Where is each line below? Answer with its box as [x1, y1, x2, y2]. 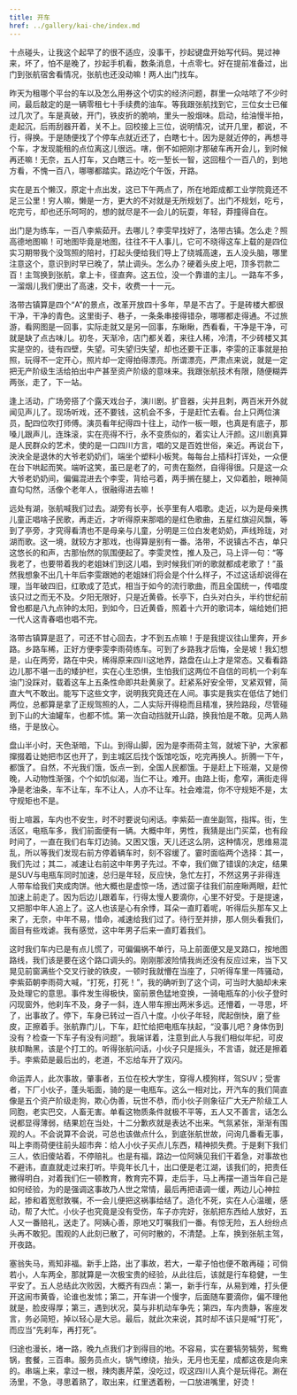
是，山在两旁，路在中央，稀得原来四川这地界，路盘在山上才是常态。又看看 [9, 655, 280, 665]
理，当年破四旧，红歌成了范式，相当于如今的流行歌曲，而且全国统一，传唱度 [9, 580, 288, 591]
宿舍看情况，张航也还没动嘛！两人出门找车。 [39, 68, 203, 80]
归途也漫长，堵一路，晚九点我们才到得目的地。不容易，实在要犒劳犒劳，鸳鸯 [9, 1343, 288, 1353]
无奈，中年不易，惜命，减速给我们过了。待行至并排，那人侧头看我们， [32, 913, 288, 924]
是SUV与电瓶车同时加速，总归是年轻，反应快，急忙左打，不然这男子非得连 [9, 869, 281, 880]
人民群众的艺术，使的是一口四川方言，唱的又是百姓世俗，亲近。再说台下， [16, 439, 288, 450]
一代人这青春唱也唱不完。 [9, 613, 103, 624]
